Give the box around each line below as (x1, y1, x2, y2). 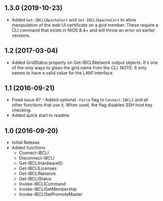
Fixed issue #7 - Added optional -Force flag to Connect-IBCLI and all (11, 97, 148, 103)
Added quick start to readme (11, 112, 70, 119)
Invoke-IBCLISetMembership (19, 186, 77, 192)
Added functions (11, 145, 46, 151)
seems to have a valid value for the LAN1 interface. (11, 70, 114, 76)
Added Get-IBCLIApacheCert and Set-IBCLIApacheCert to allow (11, 17, 136, 22)
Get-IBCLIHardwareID (19, 161, 63, 166)
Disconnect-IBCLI (19, 155, 55, 161)
